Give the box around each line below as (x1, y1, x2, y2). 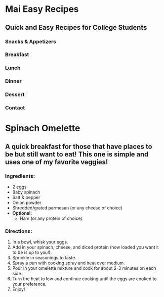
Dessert (5, 91, 25, 98)
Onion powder (12, 199, 41, 205)
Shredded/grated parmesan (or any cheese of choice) (12, 204, 123, 211)
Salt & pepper (12, 194, 41, 200)
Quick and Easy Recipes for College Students (5, 23, 147, 32)
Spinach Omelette (5, 123, 81, 134)
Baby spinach (12, 189, 41, 195)
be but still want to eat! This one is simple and (5, 150, 149, 158)
